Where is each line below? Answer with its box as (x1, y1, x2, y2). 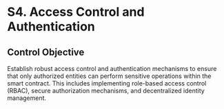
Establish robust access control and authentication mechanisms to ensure (7, 65, 217, 72)
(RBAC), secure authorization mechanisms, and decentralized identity (7, 87, 205, 95)
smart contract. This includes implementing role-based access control (7, 79, 207, 87)
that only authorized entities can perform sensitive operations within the (7, 72, 212, 80)
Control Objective (7, 46, 85, 58)
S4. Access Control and (7, 4, 145, 20)
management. (7, 94, 47, 102)
